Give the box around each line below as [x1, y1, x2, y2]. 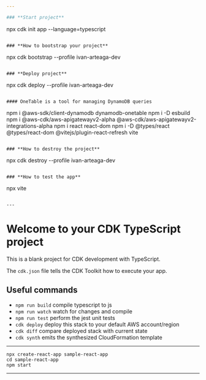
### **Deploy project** [6, 70, 67, 76]
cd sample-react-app [6, 356, 59, 363]
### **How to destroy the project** [6, 146, 100, 152]
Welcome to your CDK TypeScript [6, 222, 181, 236]
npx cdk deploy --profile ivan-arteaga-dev [6, 81, 113, 89]
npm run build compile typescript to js [15, 301, 112, 308]
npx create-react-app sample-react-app [6, 351, 109, 357]
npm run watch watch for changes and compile [15, 307, 133, 315]
